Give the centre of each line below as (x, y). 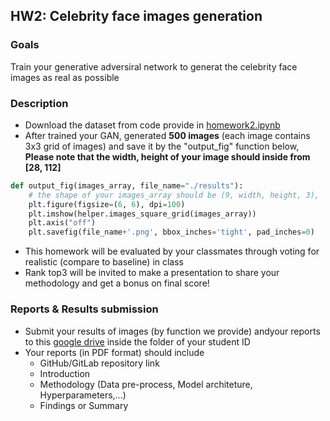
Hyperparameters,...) (83, 395)
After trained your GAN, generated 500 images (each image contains (167, 135)
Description (39, 103)
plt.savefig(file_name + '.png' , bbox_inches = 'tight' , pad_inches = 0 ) (171, 232)
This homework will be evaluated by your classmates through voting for (172, 251)
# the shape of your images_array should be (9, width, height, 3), (174, 195)
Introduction (65, 373)
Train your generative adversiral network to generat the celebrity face (154, 66)
